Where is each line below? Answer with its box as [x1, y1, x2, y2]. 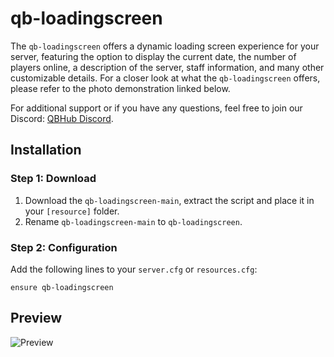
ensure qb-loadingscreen [10, 282, 114, 292]
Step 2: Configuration [10, 240, 118, 254]
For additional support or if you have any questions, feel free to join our [10, 102, 303, 114]
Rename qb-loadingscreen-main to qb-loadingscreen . [24, 215, 243, 227]
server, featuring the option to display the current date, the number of [10, 50, 297, 62]
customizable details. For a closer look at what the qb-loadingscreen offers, [10, 72, 321, 84]
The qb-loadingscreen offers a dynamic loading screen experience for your [10, 40, 320, 52]
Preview [10, 310, 63, 327]
